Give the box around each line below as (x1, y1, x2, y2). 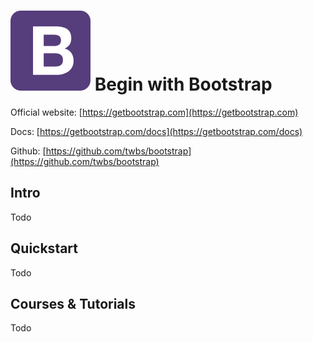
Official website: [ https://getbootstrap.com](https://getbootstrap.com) (10, 106, 299, 118)
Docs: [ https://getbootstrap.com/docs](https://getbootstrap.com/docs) (10, 125, 303, 137)
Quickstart (10, 240, 79, 257)
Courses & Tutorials (10, 295, 137, 312)
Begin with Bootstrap (94, 73, 273, 96)
